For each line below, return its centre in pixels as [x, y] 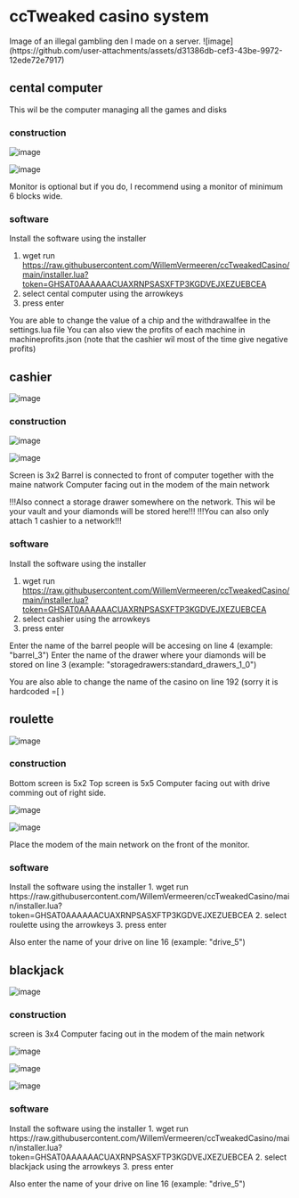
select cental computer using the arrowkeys [103, 294]
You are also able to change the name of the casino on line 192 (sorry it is [144, 681]
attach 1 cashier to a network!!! [65, 521]
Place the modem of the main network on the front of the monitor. [129, 844]
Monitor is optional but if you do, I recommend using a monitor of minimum [146, 187]
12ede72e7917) [37, 60]
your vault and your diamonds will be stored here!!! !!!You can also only [139, 512]
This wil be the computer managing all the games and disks [118, 110]
